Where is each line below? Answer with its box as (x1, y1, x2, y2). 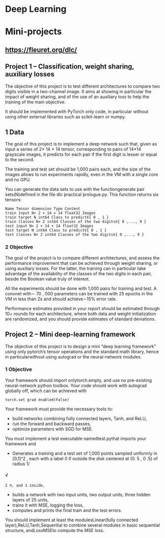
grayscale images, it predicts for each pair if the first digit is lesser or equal (5, 151, 158, 157)
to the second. (5, 157, 34, 163)
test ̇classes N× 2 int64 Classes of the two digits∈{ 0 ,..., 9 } (5, 232, 144, 237)
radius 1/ (12, 461, 30, 466)
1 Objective (5, 366, 33, 373)
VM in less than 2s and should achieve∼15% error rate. (5, 296, 117, 302)
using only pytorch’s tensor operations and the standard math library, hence (5, 349, 159, 355)
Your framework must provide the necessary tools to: (5, 406, 113, 412)
